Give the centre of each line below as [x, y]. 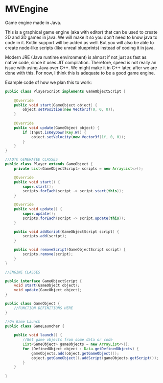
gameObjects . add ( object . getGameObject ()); [75, 353]
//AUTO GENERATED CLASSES [31, 160]
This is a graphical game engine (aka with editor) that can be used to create [81, 32]
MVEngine [27, 9]
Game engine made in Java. [33, 23]
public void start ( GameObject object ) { [56, 105]
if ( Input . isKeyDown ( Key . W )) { [55, 132]
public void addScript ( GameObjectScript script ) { [67, 231]
